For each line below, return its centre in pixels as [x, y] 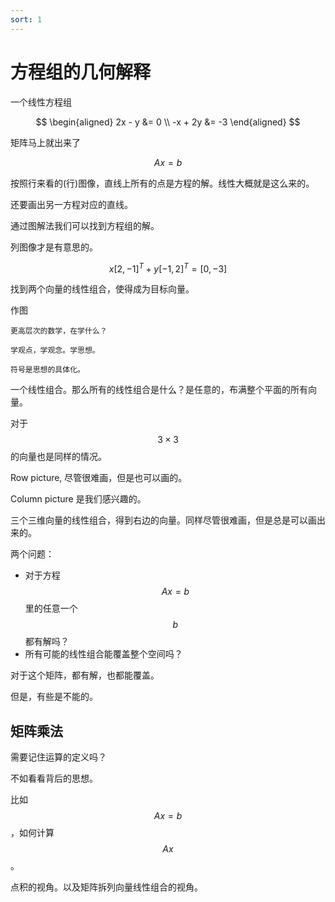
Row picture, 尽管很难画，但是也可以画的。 [99, 478]
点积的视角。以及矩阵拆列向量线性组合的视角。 [106, 887]
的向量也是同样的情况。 [58, 457]
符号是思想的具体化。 [47, 370]
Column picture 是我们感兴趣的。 [78, 499]
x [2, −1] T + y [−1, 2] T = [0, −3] [168, 268]
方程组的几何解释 [81, 72]
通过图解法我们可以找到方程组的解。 [85, 225]
